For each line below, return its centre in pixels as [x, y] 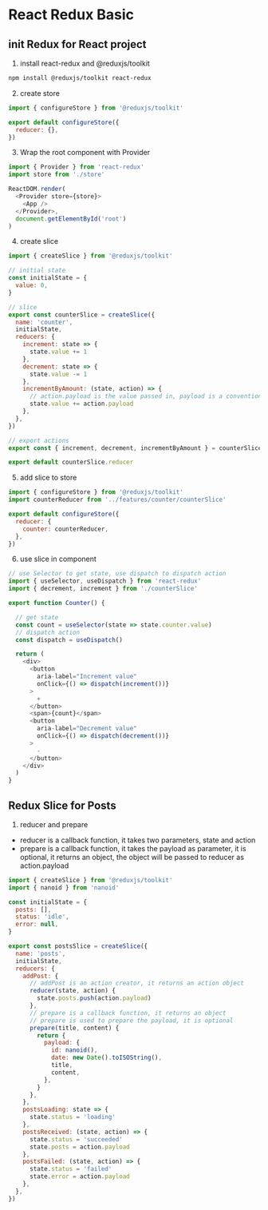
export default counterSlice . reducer [71, 462]
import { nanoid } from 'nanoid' [64, 888]
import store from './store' [57, 175]
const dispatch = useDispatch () [69, 640]
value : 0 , [32, 285]
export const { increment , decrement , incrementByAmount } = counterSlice [135, 448]
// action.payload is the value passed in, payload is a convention [146, 396]
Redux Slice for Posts [63, 805]
